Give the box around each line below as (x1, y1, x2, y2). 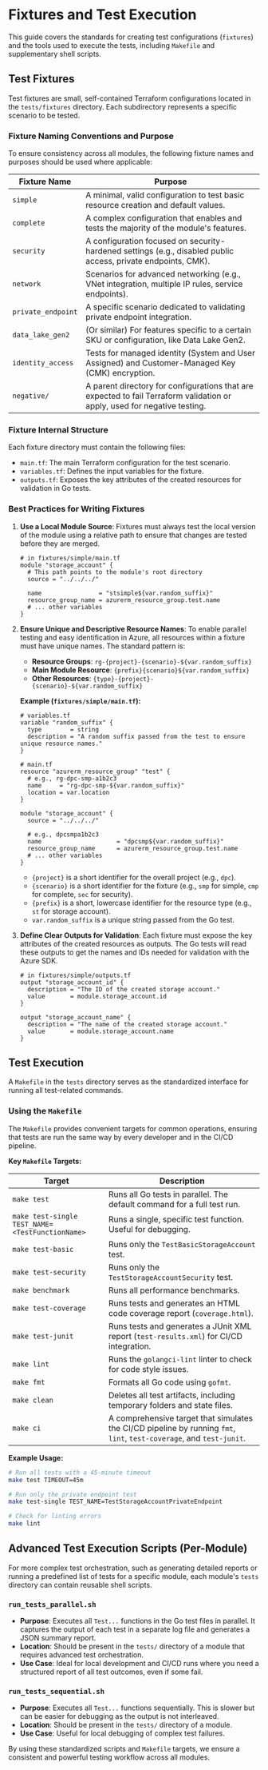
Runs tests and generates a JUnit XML (108, 1321, 252, 1332)
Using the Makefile (8, 1106, 82, 1117)
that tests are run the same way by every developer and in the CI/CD (8, 1132, 234, 1142)
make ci (12, 1423, 41, 1433)
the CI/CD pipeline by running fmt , (108, 1422, 236, 1433)
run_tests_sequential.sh (8, 1687, 105, 1696)
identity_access (12, 358, 74, 368)
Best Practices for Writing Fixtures (8, 504, 145, 515)
